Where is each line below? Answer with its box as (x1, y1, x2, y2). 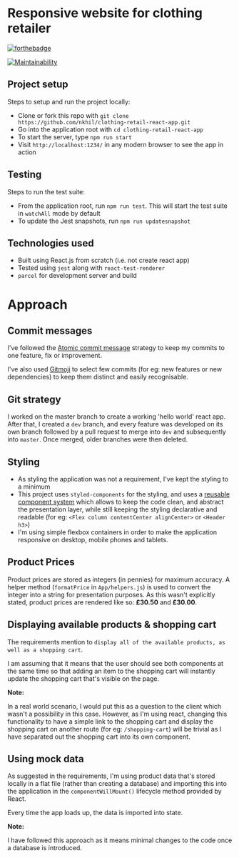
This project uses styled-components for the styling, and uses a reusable (17, 490, 230, 498)
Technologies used (7, 237, 94, 249)
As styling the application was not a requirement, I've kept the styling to (17, 475, 229, 483)
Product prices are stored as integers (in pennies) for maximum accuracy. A (7, 575, 230, 584)
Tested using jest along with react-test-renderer (17, 264, 166, 272)
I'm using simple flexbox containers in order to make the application (17, 528, 218, 537)
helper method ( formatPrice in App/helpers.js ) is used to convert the (7, 582, 211, 591)
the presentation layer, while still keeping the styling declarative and (17, 505, 218, 514)
